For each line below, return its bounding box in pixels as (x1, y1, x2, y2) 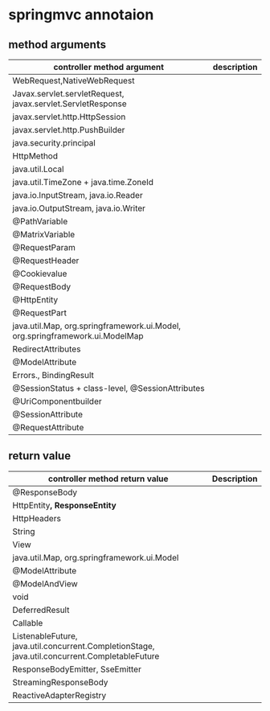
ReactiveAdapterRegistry (12, 689, 107, 701)
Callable (12, 617, 43, 628)
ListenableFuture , (12, 630, 78, 641)
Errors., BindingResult (12, 370, 94, 380)
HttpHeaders (12, 512, 62, 524)
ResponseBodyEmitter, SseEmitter (12, 664, 142, 675)
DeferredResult (12, 604, 70, 615)
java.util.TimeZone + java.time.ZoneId (12, 177, 154, 187)
